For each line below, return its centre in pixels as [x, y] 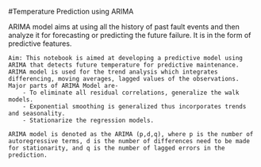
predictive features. [40, 44]
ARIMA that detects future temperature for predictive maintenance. [124, 65]
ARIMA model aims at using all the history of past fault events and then [124, 27]
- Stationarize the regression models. [88, 120]
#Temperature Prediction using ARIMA [71, 11]
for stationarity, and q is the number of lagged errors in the [117, 148]
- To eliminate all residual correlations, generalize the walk [131, 93]
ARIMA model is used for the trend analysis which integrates [113, 72]
